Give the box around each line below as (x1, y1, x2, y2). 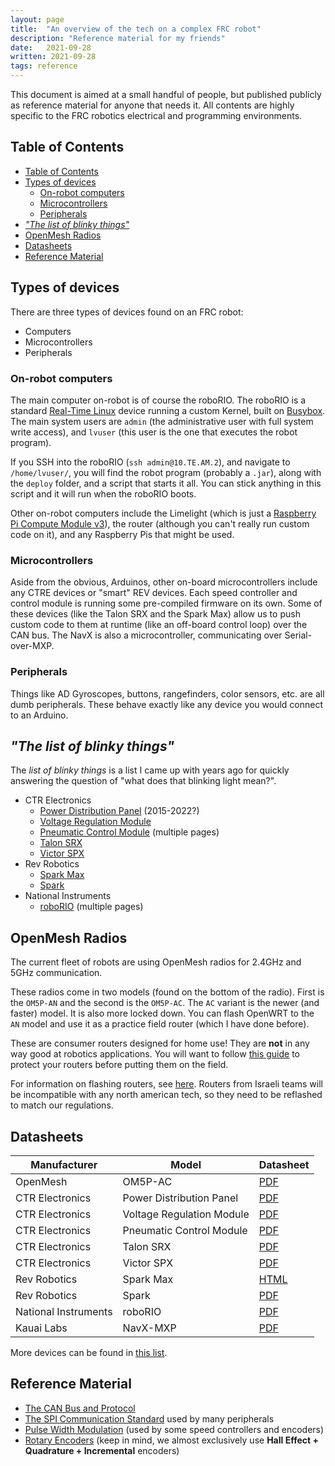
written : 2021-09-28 (10, 52, 97, 62)
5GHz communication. (10, 967, 103, 979)
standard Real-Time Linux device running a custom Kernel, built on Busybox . (10, 404, 326, 416)
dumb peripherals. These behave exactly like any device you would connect (10, 698, 324, 710)
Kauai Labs (15, 1321, 68, 1335)
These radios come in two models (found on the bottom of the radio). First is (10, 986, 325, 998)
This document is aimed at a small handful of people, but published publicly (10, 89, 322, 100)
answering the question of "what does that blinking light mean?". (10, 775, 277, 787)
